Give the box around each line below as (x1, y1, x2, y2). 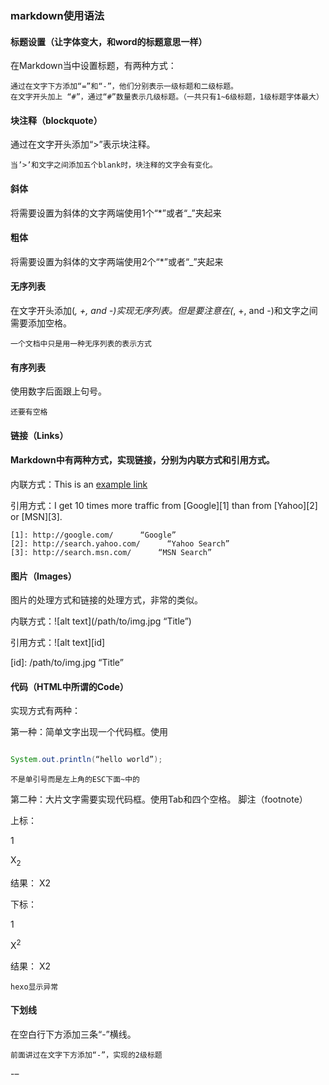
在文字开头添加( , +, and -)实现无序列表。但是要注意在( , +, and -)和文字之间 (10, 304, 318, 316)
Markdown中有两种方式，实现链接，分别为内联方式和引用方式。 (10, 454, 275, 466)
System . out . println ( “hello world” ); (10, 755, 163, 765)
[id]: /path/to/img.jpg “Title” (10, 657, 124, 669)
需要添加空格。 (10, 317, 72, 329)
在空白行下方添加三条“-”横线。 (10, 1028, 137, 1040)
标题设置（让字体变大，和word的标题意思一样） (10, 35, 208, 47)
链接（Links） (10, 429, 69, 441)
